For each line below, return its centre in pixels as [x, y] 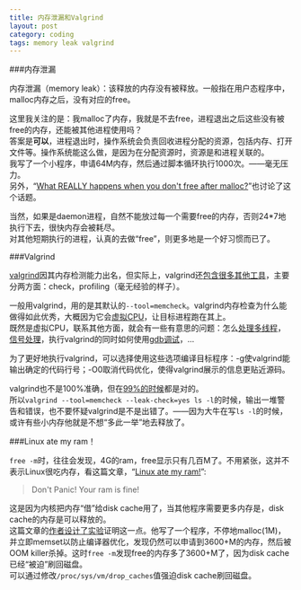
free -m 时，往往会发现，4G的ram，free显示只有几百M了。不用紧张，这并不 [150, 461]
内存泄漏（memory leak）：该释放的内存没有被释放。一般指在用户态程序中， [150, 88]
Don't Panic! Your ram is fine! [85, 489]
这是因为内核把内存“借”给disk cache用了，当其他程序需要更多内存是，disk [147, 508]
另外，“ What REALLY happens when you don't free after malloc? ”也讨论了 [146, 186]
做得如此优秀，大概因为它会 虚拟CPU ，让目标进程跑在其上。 [120, 317]
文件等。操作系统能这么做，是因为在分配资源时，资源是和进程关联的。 [139, 153]
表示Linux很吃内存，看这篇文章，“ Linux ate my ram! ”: [108, 471]
